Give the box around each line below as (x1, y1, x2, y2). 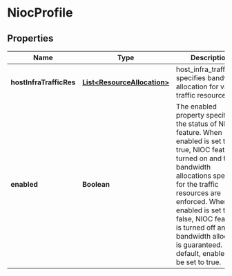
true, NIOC (175, 145, 211, 154)
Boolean (82, 180, 110, 189)
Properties (7, 33, 54, 44)
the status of (175, 119, 217, 129)
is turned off (175, 223, 216, 232)
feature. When (175, 128, 222, 137)
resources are (175, 188, 221, 198)
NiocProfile (7, 5, 73, 21)
